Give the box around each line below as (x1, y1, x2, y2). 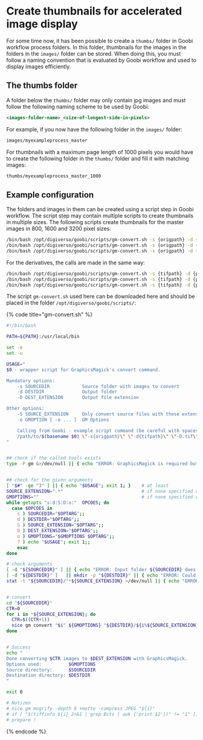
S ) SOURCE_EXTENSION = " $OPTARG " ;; (17, 522, 104, 528)
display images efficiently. (6, 62, 71, 70)
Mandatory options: (6, 377, 56, 384)
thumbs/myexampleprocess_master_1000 (6, 173, 101, 179)
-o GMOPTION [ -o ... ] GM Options (17, 417, 110, 423)
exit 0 (6, 689, 23, 695)
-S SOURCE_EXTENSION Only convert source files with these (17, 411, 180, 417)
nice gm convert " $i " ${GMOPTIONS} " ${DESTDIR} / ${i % (11, 623, 147, 629)
